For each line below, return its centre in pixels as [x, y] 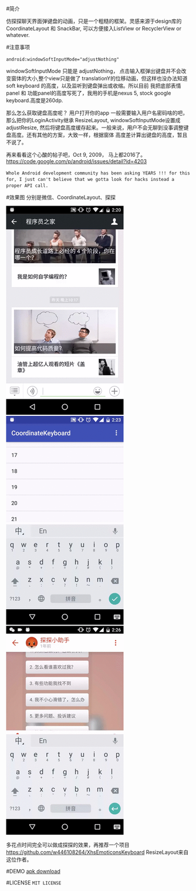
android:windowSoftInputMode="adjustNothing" [62, 59]
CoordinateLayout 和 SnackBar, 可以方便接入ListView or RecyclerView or [94, 28]
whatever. [18, 35]
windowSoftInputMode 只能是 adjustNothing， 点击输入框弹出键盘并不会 [94, 71]
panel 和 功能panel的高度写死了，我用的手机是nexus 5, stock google [89, 93]
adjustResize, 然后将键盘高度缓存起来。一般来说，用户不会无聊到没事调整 [95, 127]
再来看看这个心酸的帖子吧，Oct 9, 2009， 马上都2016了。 [76, 155]
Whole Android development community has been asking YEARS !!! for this [98, 173]
